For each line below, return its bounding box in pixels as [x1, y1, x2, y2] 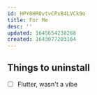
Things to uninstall [7, 62, 91, 74]
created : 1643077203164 [7, 36, 77, 43]
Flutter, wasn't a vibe [17, 80, 78, 88]
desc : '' [7, 23, 33, 30]
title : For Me [7, 17, 49, 24]
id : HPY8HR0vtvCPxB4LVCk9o [7, 10, 86, 17]
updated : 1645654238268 [7, 29, 77, 37]
